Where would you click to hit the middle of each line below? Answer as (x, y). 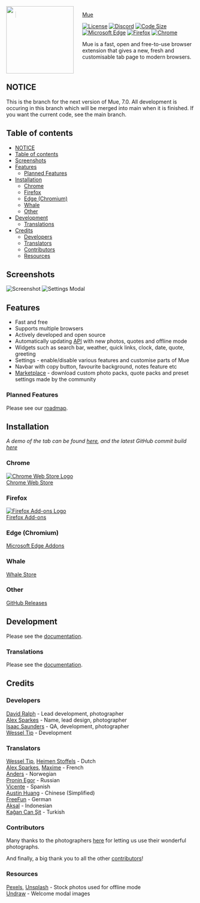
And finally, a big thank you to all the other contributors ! (75, 859)
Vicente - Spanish (28, 786)
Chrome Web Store (30, 482)
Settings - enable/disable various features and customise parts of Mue (102, 360)
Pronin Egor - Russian (33, 780)
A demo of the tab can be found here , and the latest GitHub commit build (96, 441)
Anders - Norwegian (31, 774)
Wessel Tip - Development (39, 732)
